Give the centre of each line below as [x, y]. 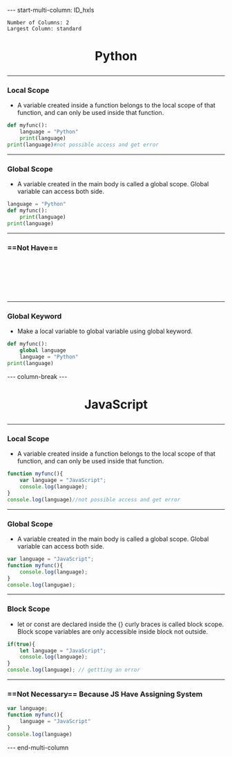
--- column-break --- [37, 376]
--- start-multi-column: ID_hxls [51, 10]
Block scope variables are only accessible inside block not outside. [113, 631]
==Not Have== [33, 247]
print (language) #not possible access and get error [83, 145]
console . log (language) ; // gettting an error [74, 670]
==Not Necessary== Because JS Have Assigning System [105, 694]
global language [43, 350]
